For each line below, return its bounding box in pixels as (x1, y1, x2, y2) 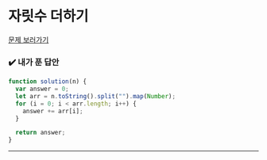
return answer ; (15, 128, 66, 137)
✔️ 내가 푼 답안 (8, 56, 60, 67)
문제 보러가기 (8, 35, 49, 44)
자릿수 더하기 (8, 7, 89, 25)
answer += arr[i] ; (22, 107, 83, 115)
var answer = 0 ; (15, 85, 69, 93)
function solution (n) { (8, 78, 87, 86)
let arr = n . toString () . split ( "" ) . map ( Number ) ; (15, 92, 176, 100)
